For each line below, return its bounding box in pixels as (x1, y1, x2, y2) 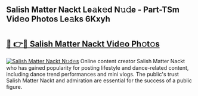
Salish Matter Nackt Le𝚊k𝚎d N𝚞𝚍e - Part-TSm (6, 5, 180, 15)
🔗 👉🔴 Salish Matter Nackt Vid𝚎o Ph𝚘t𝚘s (6, 39, 160, 49)
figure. (6, 83, 23, 90)
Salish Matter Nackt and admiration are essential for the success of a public (6, 77, 193, 84)
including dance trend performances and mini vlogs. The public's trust (6, 71, 179, 78)
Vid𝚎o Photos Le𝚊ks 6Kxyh (6, 14, 110, 24)
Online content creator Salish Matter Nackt (80, 58, 185, 64)
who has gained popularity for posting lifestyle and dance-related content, (6, 64, 189, 71)
